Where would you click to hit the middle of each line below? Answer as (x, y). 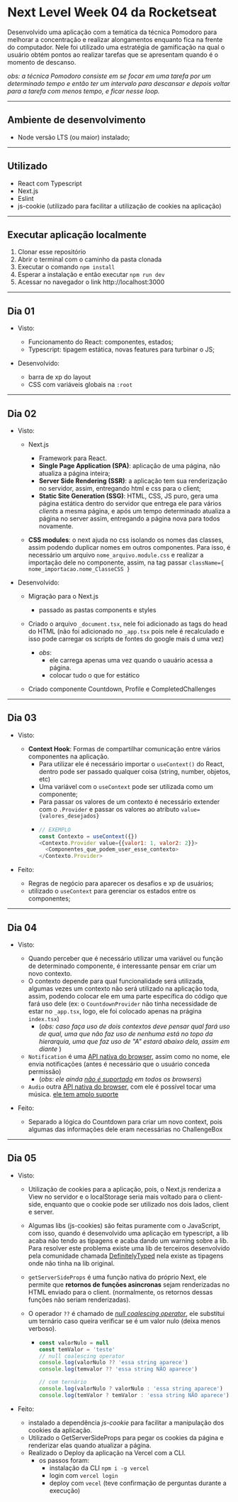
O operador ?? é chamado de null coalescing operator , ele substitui (126, 1313)
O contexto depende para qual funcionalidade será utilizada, (117, 981)
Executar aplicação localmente (77, 235)
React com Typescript (50, 183)
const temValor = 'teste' (77, 1349)
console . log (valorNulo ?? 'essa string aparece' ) (113, 1363)
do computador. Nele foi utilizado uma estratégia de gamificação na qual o (116, 47)
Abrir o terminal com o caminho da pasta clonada (90, 259)
